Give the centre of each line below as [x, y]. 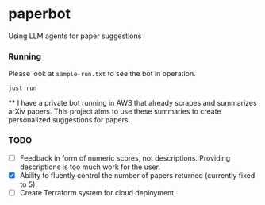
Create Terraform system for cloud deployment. [98, 192]
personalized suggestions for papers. [69, 120]
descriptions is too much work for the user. [90, 167]
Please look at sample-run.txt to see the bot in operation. [102, 74]
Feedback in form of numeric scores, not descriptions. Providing [125, 158]
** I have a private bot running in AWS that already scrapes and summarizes [132, 103]
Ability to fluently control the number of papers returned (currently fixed [137, 175]
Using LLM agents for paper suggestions [75, 36]
